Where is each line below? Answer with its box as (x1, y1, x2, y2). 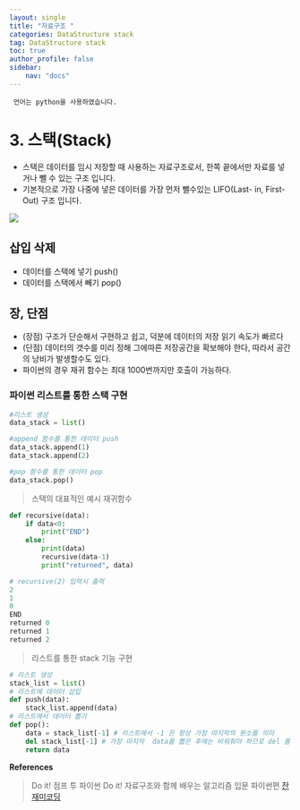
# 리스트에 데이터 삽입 (9, 686, 81, 696)
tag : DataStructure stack (9, 38, 106, 47)
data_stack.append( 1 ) (9, 443, 90, 452)
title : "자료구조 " (9, 21, 74, 30)
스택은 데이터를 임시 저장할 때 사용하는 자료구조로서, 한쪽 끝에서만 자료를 (21, 161, 276, 172)
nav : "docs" (25, 72, 70, 81)
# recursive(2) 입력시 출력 (9, 576, 105, 586)
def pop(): (9, 720, 50, 729)
